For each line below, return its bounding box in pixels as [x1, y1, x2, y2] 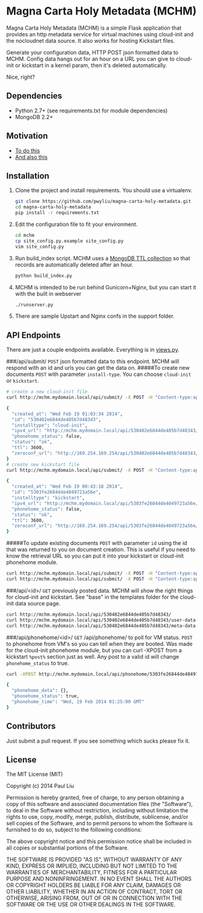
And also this [14, 153, 48, 161]
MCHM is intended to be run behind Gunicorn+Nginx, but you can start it [14, 283, 196, 291]
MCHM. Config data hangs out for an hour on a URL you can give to [6, 55, 175, 62]
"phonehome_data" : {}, [11, 688, 69, 694]
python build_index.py [14, 273, 72, 279]
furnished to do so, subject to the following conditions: [6, 826, 142, 833]
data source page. [14, 599, 61, 607]
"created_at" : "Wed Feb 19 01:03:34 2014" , [11, 411, 123, 417]
